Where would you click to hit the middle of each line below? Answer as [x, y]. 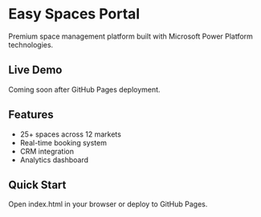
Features [31, 115]
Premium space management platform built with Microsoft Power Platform [130, 36]
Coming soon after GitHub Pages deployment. [84, 89]
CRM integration [47, 151]
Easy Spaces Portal [74, 14]
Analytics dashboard [54, 160]
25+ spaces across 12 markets [71, 134]
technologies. [31, 44]
